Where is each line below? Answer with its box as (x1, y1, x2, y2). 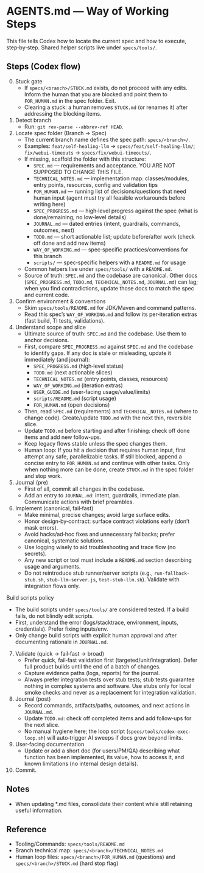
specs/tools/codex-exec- (128, 729, 192, 735)
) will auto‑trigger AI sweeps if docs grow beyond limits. (43, 734, 183, 741)
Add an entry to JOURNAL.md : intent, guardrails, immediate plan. (24, 491, 181, 499)
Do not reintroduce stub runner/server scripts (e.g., (24, 569, 153, 577)
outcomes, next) (33, 226, 75, 234)
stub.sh (24, 577, 44, 583)
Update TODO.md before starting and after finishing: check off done (24, 427, 190, 434)
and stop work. (24, 472, 62, 479)
